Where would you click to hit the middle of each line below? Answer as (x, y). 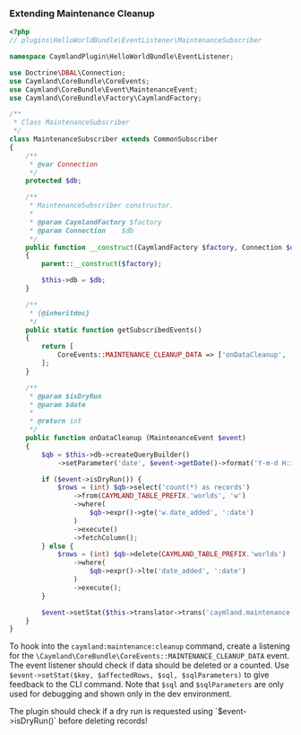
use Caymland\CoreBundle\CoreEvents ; (80, 81)
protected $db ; (54, 181)
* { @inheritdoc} (60, 313)
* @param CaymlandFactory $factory (96, 222)
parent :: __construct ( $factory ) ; (102, 264)
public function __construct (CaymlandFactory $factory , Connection (154, 247)
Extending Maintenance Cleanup (82, 13)
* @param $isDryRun (65, 396)
